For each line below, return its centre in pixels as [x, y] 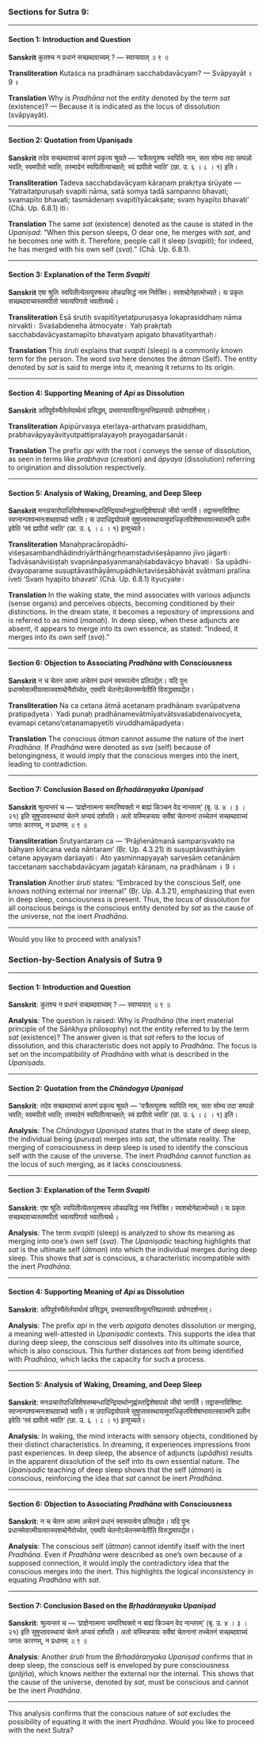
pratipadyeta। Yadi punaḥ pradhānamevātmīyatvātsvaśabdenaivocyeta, [125, 713]
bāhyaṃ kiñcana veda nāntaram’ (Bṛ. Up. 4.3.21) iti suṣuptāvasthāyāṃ [122, 849]
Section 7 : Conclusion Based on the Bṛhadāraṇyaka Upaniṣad [112, 1605]
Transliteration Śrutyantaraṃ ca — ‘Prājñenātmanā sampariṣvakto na [122, 840]
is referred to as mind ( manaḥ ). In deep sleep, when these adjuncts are [124, 621]
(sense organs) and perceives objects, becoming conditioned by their [122, 603]
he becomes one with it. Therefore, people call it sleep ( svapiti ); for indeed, [131, 240]
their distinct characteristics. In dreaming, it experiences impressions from [129, 1445]
